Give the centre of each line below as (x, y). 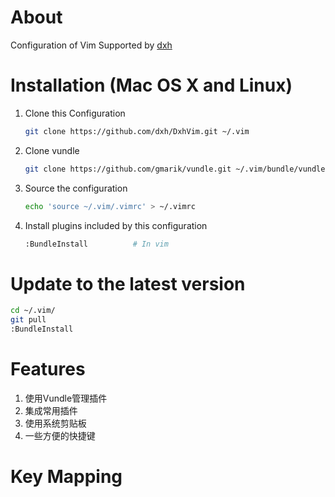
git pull (28, 320)
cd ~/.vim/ (33, 311)
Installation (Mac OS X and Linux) (151, 85)
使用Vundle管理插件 (66, 398)
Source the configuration (76, 188)
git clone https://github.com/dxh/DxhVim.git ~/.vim (137, 131)
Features (48, 369)
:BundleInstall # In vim (96, 244)
